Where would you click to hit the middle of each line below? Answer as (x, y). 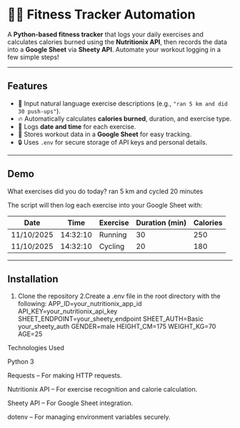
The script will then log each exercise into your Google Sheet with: (105, 205)
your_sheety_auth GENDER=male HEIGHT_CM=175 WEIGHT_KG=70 (117, 327)
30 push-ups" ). (39, 111)
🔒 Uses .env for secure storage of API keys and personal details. (112, 142)
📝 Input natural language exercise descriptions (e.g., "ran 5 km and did (122, 103)
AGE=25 (30, 334)
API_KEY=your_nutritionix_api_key (67, 311)
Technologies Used (36, 348)
